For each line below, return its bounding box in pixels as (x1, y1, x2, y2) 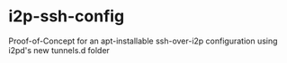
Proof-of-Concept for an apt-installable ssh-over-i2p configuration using (8, 35, 278, 46)
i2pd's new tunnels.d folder (8, 44, 110, 55)
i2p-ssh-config (8, 6, 125, 27)
